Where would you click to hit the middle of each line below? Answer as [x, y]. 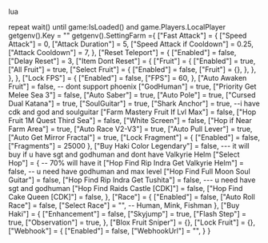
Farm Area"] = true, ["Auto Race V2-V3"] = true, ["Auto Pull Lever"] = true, [130, 129]
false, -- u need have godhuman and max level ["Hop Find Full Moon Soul [129, 171]
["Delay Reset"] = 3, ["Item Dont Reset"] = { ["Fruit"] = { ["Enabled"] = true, [132, 61]
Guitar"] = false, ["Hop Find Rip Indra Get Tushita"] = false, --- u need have [132, 180]
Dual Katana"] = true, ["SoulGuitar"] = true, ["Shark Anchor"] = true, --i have [134, 104]
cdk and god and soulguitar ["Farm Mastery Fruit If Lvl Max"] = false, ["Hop [132, 112]
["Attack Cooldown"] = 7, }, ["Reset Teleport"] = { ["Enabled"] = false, [122, 52]
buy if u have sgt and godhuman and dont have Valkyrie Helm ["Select [124, 154]
